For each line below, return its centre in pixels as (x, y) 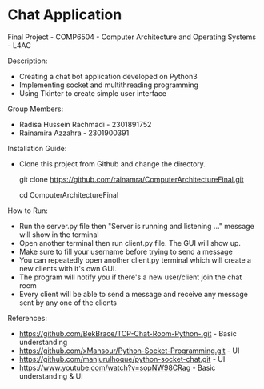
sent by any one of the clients (68, 303)
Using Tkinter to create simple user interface (93, 93)
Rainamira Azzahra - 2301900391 (74, 133)
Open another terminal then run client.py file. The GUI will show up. (130, 243)
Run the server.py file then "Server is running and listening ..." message (137, 226)
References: (27, 318)
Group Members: (36, 109)
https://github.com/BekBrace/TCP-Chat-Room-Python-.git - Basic (128, 333)
